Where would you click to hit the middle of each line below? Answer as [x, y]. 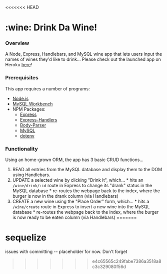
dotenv [27, 135]
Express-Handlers [38, 119]
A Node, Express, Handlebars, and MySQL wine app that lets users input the [84, 54]
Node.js [20, 98]
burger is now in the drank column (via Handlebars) [65, 196]
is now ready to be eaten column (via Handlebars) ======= [74, 217]
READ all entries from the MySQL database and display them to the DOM [87, 170]
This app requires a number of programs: [47, 89]
